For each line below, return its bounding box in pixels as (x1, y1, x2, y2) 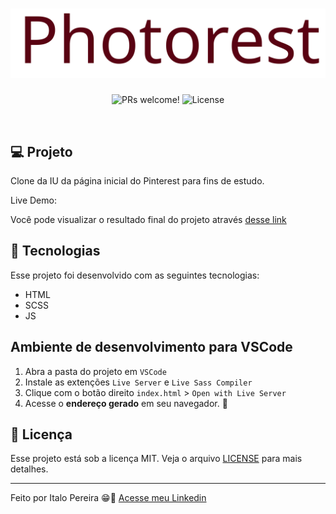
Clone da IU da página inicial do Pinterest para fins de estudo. (10, 174, 265, 187)
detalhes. (10, 463, 49, 475)
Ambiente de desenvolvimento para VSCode (10, 339, 293, 356)
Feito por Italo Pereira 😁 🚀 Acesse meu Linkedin (10, 492, 207, 504)
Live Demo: (10, 194, 57, 206)
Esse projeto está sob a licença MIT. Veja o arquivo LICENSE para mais (10, 453, 303, 465)
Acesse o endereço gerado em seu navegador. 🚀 (24, 397, 228, 409)
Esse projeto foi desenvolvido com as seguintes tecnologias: (10, 269, 260, 281)
